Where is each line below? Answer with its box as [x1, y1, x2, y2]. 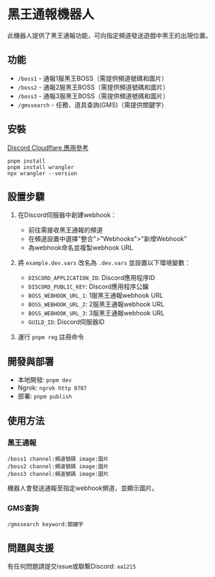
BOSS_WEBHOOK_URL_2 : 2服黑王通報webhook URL [28, 300, 165, 308]
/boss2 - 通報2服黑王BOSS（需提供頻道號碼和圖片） [17, 83, 170, 91]
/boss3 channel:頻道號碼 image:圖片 [7, 470, 109, 477]
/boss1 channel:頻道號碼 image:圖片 [7, 455, 109, 462]
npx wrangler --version [7, 170, 78, 177]
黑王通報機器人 [7, 6, 95, 23]
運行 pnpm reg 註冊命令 [17, 333, 84, 342]
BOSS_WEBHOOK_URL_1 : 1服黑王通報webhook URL [28, 291, 164, 300]
